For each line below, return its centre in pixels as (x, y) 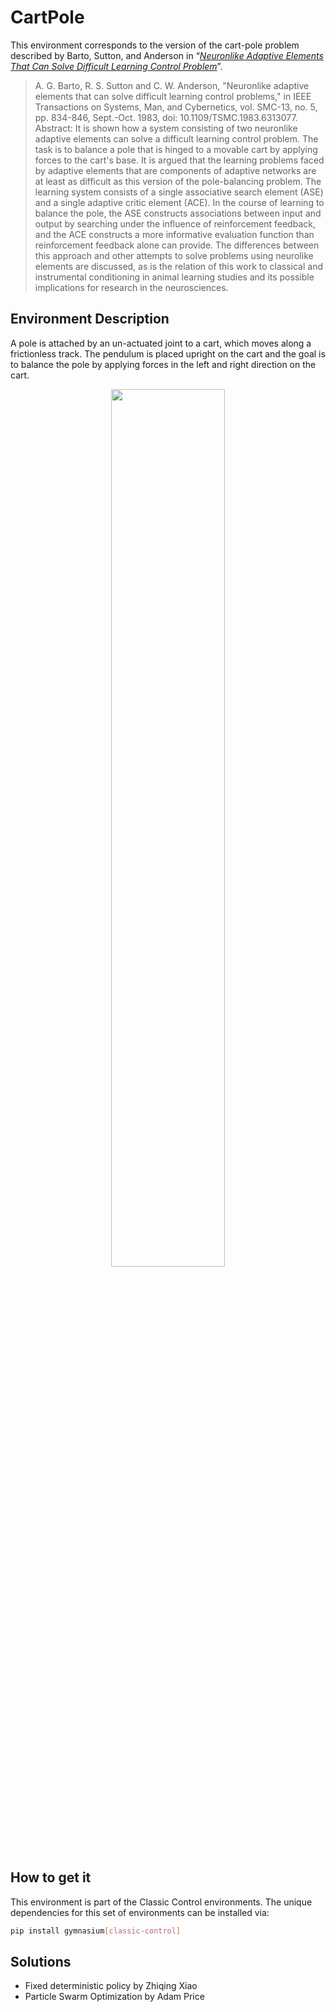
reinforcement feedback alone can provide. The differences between (177, 245)
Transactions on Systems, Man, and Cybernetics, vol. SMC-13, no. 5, (176, 107)
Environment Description (90, 319)
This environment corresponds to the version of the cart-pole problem (155, 45)
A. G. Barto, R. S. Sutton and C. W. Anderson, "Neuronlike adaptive (172, 85)
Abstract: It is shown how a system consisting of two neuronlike (166, 128)
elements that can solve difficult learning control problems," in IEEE (173, 96)
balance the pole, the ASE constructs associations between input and (178, 213)
